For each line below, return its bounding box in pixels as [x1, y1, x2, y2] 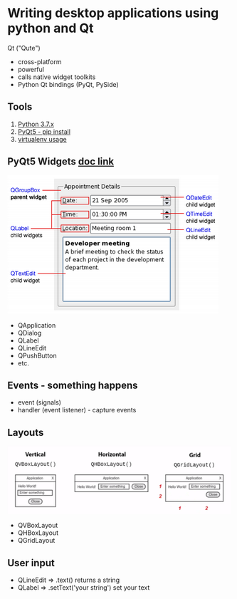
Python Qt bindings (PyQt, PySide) [17, 80, 119, 88]
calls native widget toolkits [17, 73, 96, 81]
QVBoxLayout [17, 521, 58, 530]
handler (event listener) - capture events [17, 406, 137, 415]
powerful [17, 65, 45, 73]
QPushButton [17, 351, 57, 360]
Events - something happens [7, 379, 138, 391]
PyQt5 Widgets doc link [7, 155, 115, 168]
